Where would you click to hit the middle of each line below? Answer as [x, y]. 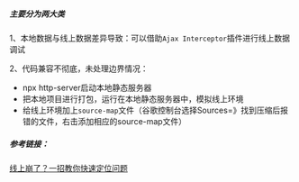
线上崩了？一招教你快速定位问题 [68, 168]
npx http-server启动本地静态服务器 [87, 87]
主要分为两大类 [37, 14]
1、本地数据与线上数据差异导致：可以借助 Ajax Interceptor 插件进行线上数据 [150, 38]
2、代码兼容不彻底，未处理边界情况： [79, 68]
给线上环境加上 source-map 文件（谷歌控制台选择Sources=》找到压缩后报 [155, 110]
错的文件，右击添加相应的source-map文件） [104, 121]
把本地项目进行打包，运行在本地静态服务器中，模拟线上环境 [133, 98]
